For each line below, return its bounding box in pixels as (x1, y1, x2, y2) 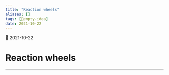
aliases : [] (5, 12, 30, 17)
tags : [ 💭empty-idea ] (5, 16, 49, 21)
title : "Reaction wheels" (5, 7, 59, 12)
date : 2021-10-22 (5, 21, 42, 26)
